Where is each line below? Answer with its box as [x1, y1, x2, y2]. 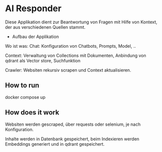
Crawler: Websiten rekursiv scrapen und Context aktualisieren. [5, 67, 131, 73]
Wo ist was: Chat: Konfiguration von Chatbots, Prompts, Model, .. [5, 43, 136, 49]
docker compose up [5, 94, 46, 100]
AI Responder [5, 3, 62, 14]
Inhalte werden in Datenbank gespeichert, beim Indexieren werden [5, 136, 139, 142]
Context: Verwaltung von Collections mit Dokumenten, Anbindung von [5, 52, 146, 58]
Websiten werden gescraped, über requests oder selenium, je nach [5, 121, 141, 127]
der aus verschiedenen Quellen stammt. [5, 24, 86, 30]
